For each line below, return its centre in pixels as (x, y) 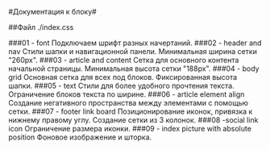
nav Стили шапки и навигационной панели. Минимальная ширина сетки (133, 51)
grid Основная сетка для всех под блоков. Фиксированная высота (123, 77)
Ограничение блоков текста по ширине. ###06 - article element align (127, 94)
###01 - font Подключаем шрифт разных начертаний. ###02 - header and (135, 43)
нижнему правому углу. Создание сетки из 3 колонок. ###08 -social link (133, 120)
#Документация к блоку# (52, 12)
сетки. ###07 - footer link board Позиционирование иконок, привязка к (131, 111)
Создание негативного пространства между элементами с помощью (128, 103)
